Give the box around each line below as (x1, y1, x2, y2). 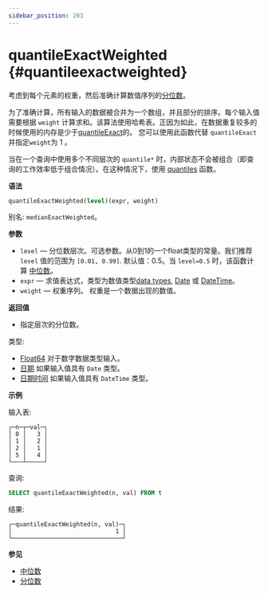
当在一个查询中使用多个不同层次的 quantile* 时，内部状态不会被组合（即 (8, 154, 247, 163)
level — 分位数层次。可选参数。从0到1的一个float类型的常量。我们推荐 (19, 246, 253, 256)
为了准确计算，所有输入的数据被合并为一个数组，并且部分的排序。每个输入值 (8, 107, 260, 116)
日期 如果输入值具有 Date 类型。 (19, 363, 125, 373)
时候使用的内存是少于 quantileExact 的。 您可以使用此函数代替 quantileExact (8, 127, 257, 136)
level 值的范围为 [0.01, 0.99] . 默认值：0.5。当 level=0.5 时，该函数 (19, 256, 247, 265)
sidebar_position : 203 (8, 11, 84, 20)
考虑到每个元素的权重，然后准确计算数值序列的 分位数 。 (8, 90, 190, 100)
